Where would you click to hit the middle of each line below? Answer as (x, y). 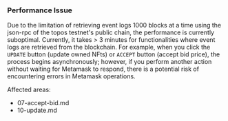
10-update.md (37, 110)
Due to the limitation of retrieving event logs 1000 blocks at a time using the (114, 25)
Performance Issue (40, 10)
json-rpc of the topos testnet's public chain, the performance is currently (111, 32)
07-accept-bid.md (43, 103)
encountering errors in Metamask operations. (71, 76)
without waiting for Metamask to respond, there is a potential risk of (103, 69)
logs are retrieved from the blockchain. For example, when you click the (109, 47)
